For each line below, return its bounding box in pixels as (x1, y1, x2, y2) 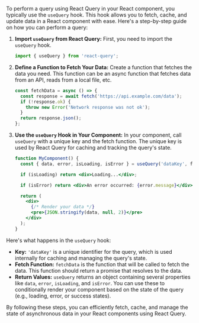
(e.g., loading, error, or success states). (14, 292, 111, 299)
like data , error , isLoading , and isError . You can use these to (14, 279, 165, 286)
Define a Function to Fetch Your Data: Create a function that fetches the (14, 63, 192, 70)
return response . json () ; (20, 115, 82, 121)
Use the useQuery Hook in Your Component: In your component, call (14, 131, 182, 138)
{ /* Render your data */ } (30, 204, 95, 210)
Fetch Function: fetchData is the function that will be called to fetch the (14, 260, 190, 268)
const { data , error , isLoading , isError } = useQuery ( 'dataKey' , (20, 161, 188, 167)
